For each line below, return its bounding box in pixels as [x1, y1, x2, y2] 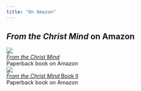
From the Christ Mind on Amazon [6, 32, 135, 42]
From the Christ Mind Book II [6, 72, 78, 79]
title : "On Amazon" [6, 8, 56, 15]
